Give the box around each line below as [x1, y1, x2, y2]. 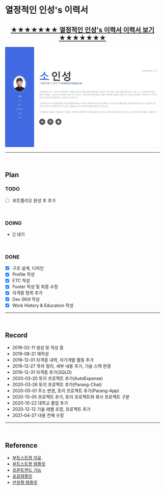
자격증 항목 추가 [12, 290, 43, 296]
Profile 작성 [12, 271, 35, 277]
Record [5, 331, 28, 340]
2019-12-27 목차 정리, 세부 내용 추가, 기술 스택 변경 [12, 363, 111, 369]
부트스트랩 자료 [12, 455, 42, 461]
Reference [5, 441, 38, 450]
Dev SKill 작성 [12, 296, 40, 302]
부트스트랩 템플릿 [12, 461, 46, 467]
